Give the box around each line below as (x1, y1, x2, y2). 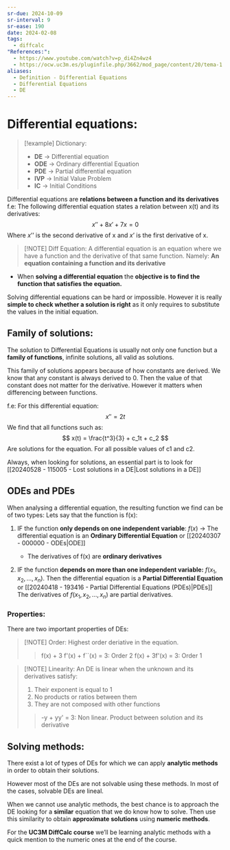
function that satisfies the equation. (16, 280, 122, 288)
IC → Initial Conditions (34, 182, 97, 190)
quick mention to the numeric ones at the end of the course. (7, 836, 177, 844)
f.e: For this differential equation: (7, 402, 100, 410)
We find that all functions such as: (7, 423, 104, 431)
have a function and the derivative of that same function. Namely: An (23, 252, 220, 260)
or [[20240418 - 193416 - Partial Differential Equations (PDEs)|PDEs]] (16, 583, 213, 591)
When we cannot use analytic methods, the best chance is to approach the (7, 800, 220, 809)
